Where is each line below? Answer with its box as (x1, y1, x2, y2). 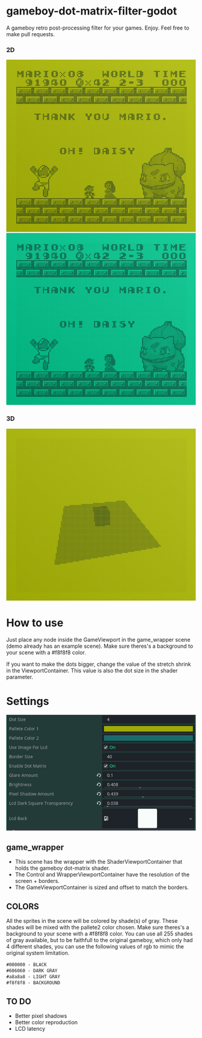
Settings (6, 695, 49, 708)
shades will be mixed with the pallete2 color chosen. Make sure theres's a (6, 924, 189, 931)
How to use (6, 616, 64, 630)
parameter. (6, 673, 34, 680)
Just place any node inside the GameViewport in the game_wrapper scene (6, 636, 191, 643)
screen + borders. (14, 878, 60, 885)
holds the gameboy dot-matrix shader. (14, 864, 110, 872)
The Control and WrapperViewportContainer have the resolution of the (14, 871, 190, 878)
